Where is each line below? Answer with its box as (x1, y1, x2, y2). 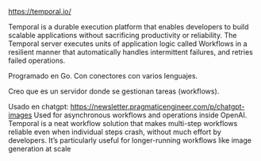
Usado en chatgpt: (8, 102, 69, 111)
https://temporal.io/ (8, 7, 71, 16)
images (8, 110, 33, 120)
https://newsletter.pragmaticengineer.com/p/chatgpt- (70, 102, 245, 111)
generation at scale (8, 144, 71, 153)
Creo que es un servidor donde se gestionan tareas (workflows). (8, 86, 220, 96)
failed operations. (8, 56, 66, 65)
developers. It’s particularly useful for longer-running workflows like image (8, 136, 252, 145)
